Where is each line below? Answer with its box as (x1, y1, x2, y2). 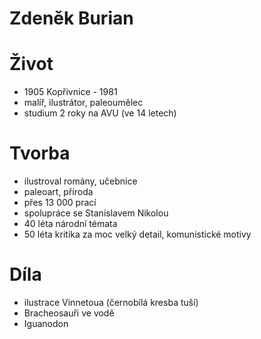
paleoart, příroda (23, 186, 94, 198)
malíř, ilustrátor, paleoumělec (23, 97, 144, 109)
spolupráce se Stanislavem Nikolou (23, 207, 169, 219)
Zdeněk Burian (9, 7, 134, 30)
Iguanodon (23, 318, 69, 329)
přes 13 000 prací (23, 197, 97, 209)
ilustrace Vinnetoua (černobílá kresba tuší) (23, 297, 199, 308)
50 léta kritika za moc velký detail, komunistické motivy (23, 228, 252, 241)
